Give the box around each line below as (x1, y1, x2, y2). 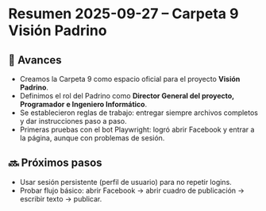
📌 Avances (8, 53, 62, 67)
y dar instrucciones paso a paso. (19, 117, 127, 125)
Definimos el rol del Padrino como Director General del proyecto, (19, 91, 234, 100)
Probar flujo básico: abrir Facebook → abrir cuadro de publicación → (19, 186, 245, 195)
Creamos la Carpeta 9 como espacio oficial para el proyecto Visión (19, 75, 241, 83)
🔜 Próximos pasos (8, 156, 102, 170)
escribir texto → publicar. (19, 194, 102, 203)
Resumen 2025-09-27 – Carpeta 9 (8, 5, 239, 23)
